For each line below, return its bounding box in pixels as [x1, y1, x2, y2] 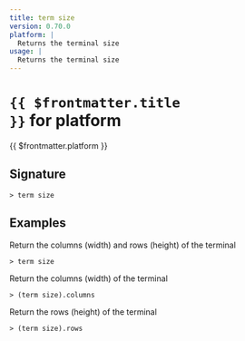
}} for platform [9, 111, 122, 132]
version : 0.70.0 [9, 22, 71, 31]
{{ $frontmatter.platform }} [9, 140, 108, 151]
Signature [9, 167, 66, 182]
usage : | [9, 47, 43, 56]
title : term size [9, 13, 75, 23]
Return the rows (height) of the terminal [9, 306, 157, 317]
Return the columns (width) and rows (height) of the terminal [9, 239, 236, 250]
